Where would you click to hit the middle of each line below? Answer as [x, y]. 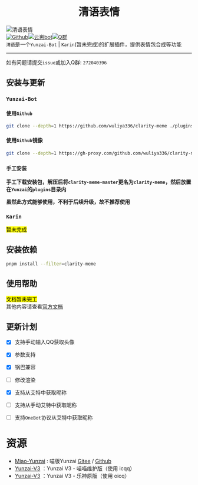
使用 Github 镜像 [24, 140]
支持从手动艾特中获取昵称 [46, 405]
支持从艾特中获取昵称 [40, 392]
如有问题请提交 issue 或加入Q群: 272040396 [57, 62]
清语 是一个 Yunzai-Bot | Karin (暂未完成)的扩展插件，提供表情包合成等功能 [94, 44]
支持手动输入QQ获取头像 [44, 342]
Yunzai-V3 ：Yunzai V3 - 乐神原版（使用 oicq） [72, 476]
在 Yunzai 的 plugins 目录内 [36, 189]
